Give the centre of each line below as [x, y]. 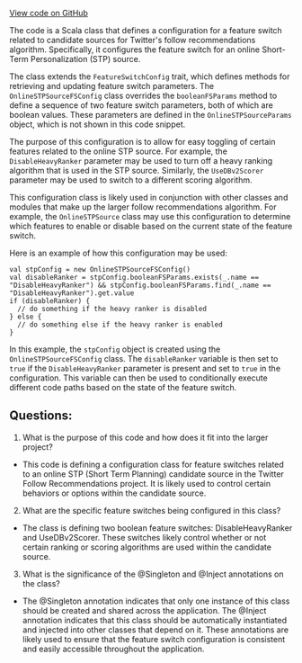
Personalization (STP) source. [85, 59]
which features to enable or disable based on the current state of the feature [151, 226]
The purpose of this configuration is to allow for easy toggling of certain [142, 142]
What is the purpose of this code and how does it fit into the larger [145, 437]
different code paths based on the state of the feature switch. [123, 387]
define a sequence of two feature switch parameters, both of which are [142, 105]
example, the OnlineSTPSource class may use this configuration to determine [150, 216]
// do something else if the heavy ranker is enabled [120, 325]
